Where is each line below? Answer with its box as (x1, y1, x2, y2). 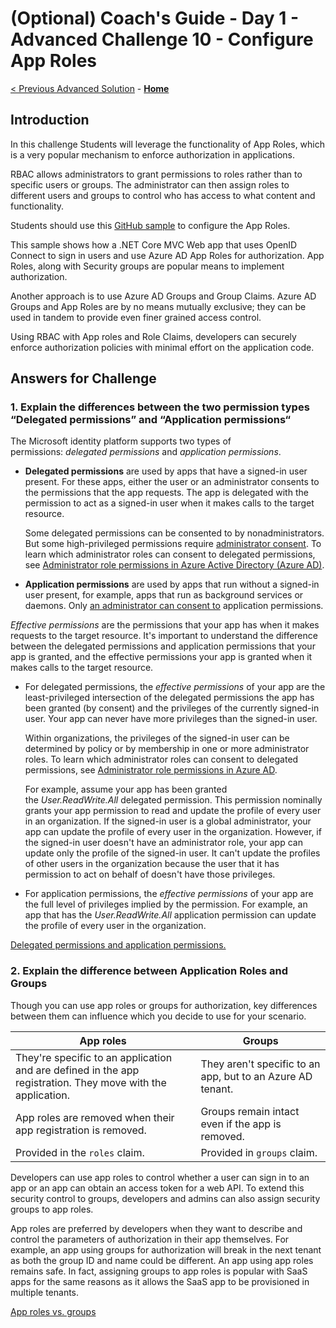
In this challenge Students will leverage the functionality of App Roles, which (10, 138, 326, 150)
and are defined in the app (15, 1063, 140, 1077)
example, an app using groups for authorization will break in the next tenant (10, 1243, 322, 1256)
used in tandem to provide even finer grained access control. (10, 311, 262, 323)
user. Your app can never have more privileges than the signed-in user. (24, 713, 318, 725)
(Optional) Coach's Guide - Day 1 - (10, 7, 300, 30)
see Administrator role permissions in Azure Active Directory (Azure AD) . (24, 559, 325, 571)
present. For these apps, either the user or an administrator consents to (24, 476, 320, 488)
